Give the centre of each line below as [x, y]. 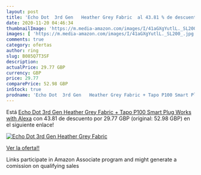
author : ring [22, 51]
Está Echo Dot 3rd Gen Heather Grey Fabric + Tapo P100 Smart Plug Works [99, 112]
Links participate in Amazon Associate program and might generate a [92, 159]
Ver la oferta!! [23, 148]
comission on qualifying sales [43, 165]
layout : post [22, 12]
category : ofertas [29, 45]
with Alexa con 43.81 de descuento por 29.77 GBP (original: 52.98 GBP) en [98, 118]
